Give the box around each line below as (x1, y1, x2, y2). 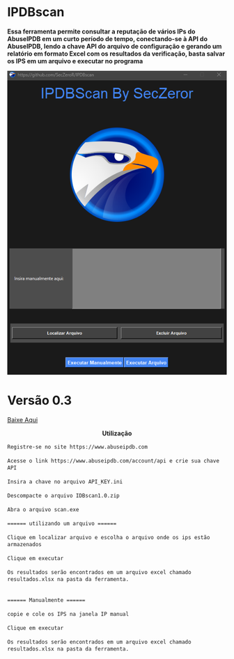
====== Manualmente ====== (7, 596, 86, 603)
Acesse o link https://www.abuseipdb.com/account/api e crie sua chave (7, 457, 219, 464)
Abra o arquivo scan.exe (7, 506, 79, 513)
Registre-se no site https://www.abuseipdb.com (7, 443, 148, 450)
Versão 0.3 (7, 392, 72, 408)
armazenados (7, 541, 42, 548)
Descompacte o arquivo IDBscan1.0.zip (7, 492, 120, 499)
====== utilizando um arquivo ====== (7, 520, 117, 527)
